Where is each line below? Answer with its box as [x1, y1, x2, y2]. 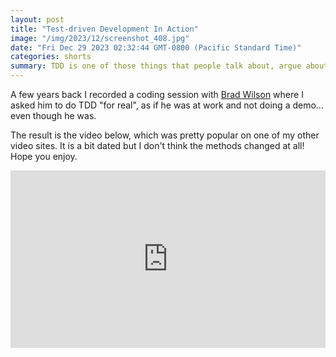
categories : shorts [10, 52, 92, 62]
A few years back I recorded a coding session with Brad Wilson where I [10, 89, 304, 100]
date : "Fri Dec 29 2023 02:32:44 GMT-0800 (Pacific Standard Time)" [10, 42, 302, 53]
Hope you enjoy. [10, 151, 78, 162]
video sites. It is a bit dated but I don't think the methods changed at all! [10, 140, 305, 151]
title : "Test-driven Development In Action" [10, 24, 199, 34]
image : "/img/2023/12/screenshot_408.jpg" [10, 33, 190, 43]
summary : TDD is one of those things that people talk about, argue [10, 61, 302, 71]
